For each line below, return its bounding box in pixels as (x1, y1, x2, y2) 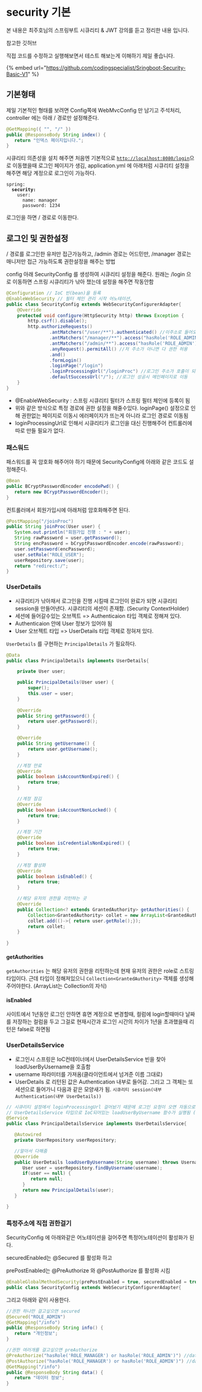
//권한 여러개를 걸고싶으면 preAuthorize (6, 1347, 98, 1354)
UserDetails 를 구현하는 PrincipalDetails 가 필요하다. (6, 640, 136, 647)
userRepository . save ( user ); (14, 557, 85, 563)
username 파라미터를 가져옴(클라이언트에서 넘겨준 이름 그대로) (14, 1070, 163, 1077)
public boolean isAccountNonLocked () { (17, 807, 117, 813)
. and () (49, 351, 66, 358)
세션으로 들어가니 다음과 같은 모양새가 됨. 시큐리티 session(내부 (14, 1085, 162, 1092)
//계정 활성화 (17, 862, 46, 868)
